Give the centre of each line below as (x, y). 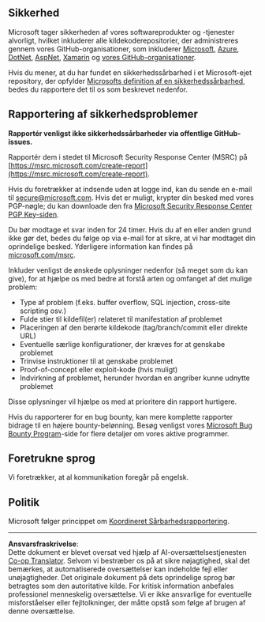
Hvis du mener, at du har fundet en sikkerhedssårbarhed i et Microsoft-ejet (130, 72)
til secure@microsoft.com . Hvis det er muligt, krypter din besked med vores (131, 198)
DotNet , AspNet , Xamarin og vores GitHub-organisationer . (102, 57)
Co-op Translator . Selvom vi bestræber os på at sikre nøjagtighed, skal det (129, 561)
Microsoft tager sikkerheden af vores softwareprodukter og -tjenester (121, 32)
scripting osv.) (43, 311)
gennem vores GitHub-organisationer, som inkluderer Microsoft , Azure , (123, 49)
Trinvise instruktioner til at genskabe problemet (96, 361)
